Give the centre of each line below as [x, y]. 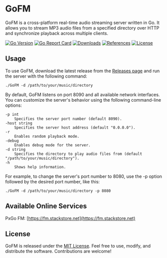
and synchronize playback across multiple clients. [57, 33]
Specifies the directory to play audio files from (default [78, 154]
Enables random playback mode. [47, 136]
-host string [19, 123]
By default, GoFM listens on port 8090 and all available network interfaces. [82, 94]
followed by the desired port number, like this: [53, 181]
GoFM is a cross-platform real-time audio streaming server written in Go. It [82, 23]
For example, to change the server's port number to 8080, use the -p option [83, 176]
